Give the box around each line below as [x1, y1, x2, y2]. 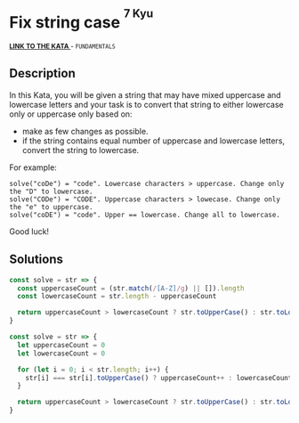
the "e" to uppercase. [9, 202, 93, 211]
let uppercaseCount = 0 [17, 340, 105, 349]
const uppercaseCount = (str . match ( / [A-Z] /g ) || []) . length [17, 283, 245, 293]
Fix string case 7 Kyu [9, 6, 154, 33]
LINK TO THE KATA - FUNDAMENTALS [9, 42, 116, 51]
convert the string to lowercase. [21, 144, 140, 155]
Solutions [9, 252, 64, 267]
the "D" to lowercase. [9, 187, 93, 196]
